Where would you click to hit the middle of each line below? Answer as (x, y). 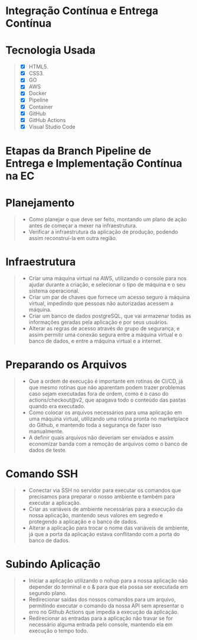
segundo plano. (48, 593)
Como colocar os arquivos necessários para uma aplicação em (105, 412)
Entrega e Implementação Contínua (94, 163)
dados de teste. (48, 450)
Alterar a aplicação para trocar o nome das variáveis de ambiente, (109, 528)
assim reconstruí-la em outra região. (73, 238)
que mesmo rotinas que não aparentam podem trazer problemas (107, 387)
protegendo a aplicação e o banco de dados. (83, 521)
